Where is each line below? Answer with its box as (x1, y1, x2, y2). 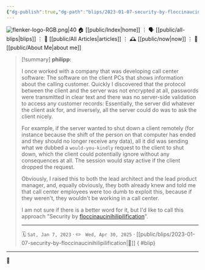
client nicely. (21, 112, 54, 120)
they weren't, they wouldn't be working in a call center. (21, 194, 160, 201)
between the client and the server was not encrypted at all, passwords (21, 86, 199, 94)
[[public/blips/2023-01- (136, 230, 195, 238)
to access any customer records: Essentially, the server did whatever (21, 100, 195, 107)
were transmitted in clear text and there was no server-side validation (21, 93, 196, 100)
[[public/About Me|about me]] (6, 44, 82, 51)
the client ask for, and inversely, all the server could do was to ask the (21, 106, 197, 113)
